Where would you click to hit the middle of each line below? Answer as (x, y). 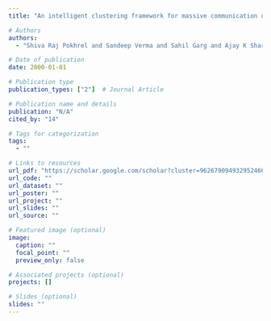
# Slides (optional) (43, 297)
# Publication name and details (63, 104)
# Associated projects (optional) (67, 275)
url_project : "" (35, 201)
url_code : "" (30, 178)
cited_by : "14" (34, 119)
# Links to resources (45, 163)
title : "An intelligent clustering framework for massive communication (133, 16)
